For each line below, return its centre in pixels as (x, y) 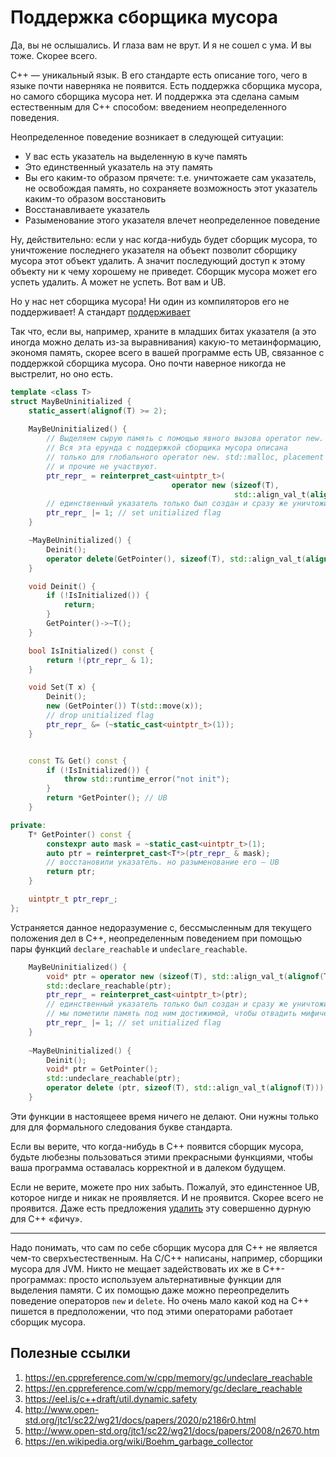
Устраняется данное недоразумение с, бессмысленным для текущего (161, 927)
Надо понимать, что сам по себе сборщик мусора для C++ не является (164, 1247)
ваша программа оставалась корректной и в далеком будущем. (148, 1167)
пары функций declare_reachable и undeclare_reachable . (129, 948)
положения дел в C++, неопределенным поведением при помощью (156, 938)
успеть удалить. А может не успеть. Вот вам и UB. (118, 282)
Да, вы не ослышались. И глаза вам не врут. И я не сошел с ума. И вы (161, 45)
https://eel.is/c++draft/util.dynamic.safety (111, 1398)
